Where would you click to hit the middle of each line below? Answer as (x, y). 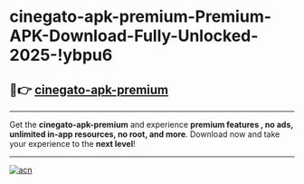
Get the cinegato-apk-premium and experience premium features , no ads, (152, 125)
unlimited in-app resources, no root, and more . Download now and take (145, 134)
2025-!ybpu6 (61, 55)
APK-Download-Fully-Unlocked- (134, 36)
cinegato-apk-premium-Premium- (141, 17)
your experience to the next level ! (72, 144)
